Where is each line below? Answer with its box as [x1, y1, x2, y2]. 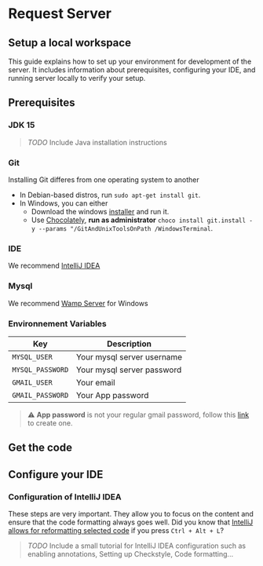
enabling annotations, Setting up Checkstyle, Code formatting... [27, 549, 234, 558]
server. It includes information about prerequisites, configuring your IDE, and [8, 65, 256, 75]
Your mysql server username [75, 351, 183, 362]
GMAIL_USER [12, 378, 53, 387]
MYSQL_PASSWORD [12, 365, 69, 374]
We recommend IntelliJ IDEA [8, 261, 100, 271]
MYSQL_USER [12, 352, 53, 361]
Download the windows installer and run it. [31, 206, 170, 216]
